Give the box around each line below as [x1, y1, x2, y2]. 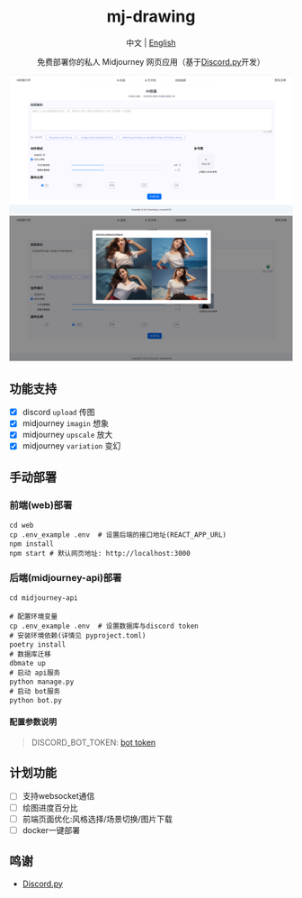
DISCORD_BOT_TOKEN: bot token [31, 737, 156, 748]
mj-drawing [106, 6, 196, 27]
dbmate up [9, 659, 47, 668]
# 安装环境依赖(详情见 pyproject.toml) [9, 631, 147, 640]
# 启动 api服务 [9, 668, 61, 677]
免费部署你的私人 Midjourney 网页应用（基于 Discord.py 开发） [37, 56, 265, 67]
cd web [9, 521, 34, 531]
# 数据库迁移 [9, 650, 51, 659]
